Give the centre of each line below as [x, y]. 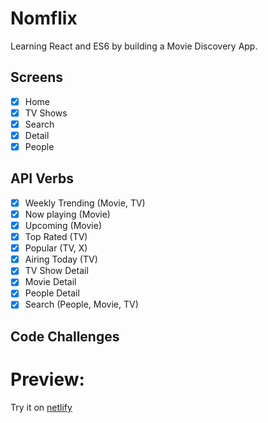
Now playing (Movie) [67, 214]
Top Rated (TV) [56, 237]
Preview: [47, 379]
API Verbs [42, 178]
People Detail [52, 293]
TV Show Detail [56, 271]
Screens [36, 77]
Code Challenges [65, 336]
